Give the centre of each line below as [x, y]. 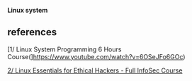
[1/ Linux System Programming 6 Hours [64, 49]
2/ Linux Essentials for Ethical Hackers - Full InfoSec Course [95, 70]
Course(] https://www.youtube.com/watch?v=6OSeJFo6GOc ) [96, 56]
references [32, 32]
